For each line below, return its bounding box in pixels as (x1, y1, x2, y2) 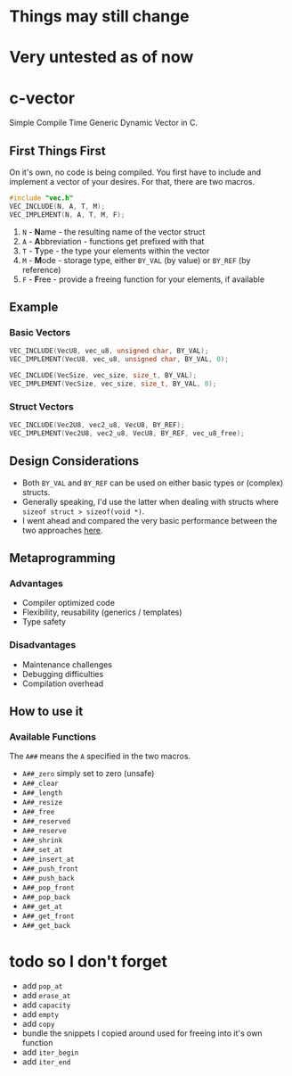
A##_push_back (21, 874, 75, 883)
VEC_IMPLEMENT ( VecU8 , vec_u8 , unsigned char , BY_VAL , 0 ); (9, 355, 229, 364)
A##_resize (21, 799, 63, 807)
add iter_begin (21, 1047, 79, 1058)
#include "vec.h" (9, 194, 74, 203)
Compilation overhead (21, 678, 104, 689)
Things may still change (9, 6, 190, 27)
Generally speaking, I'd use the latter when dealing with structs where (21, 496, 279, 507)
